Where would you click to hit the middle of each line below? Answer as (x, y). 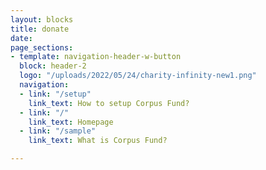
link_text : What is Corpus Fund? (98, 141)
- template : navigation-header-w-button (96, 57)
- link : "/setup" (55, 94)
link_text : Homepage (71, 122)
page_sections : (42, 47)
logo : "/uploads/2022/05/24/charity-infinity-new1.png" (138, 76)
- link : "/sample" (58, 131)
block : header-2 (53, 66)
